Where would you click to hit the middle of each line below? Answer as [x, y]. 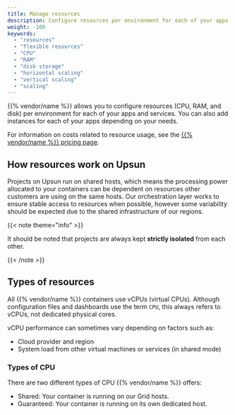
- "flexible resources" [48, 47]
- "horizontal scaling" [48, 73]
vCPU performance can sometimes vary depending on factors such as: [111, 327]
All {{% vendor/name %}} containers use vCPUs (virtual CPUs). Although [114, 299]
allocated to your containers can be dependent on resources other [104, 189]
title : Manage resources [44, 14]
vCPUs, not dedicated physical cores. [62, 314]
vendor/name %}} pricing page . [53, 143]
